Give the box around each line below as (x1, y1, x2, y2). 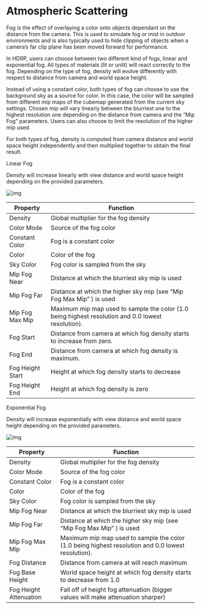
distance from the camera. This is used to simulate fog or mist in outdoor (6, 30, 185, 37)
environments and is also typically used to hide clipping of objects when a (6, 37, 188, 44)
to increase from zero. (50, 337, 112, 345)
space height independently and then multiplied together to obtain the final (6, 142, 191, 149)
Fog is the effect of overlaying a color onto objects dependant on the (6, 24, 176, 31)
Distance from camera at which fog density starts (50, 329, 190, 337)
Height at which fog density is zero (50, 385, 148, 393)
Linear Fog (6, 160, 33, 167)
